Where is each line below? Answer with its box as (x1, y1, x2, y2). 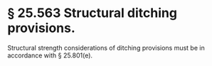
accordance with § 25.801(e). (7, 51, 93, 60)
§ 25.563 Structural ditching (7, 5, 178, 21)
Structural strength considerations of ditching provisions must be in (7, 43, 205, 52)
